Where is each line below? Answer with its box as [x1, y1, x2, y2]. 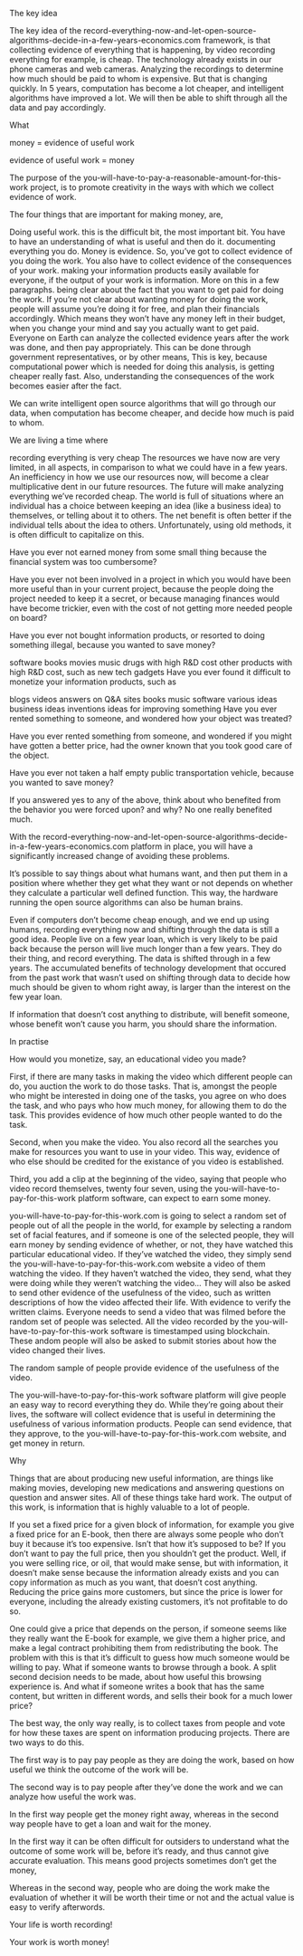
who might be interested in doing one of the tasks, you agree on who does [9, 1091, 287, 1101]
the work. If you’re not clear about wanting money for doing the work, [9, 294, 269, 304]
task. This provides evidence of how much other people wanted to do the [9, 1110, 283, 1121]
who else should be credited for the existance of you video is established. [9, 1156, 285, 1167]
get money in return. [9, 1438, 86, 1448]
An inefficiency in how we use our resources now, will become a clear [9, 472, 270, 482]
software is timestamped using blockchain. [109, 1326, 270, 1336]
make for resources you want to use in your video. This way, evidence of [9, 1147, 280, 1157]
